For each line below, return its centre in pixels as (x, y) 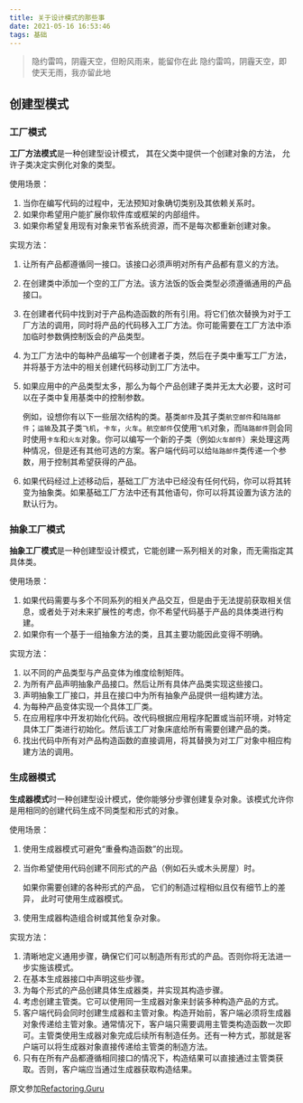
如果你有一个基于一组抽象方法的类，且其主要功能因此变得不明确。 (145, 635)
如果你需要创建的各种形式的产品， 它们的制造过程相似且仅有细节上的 (150, 887)
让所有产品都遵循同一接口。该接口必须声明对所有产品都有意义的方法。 (153, 264)
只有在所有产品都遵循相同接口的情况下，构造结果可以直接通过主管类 (149, 1058)
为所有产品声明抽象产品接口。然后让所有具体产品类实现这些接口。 (145, 684)
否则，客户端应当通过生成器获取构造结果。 (117, 1069)
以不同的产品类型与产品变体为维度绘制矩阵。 (106, 673)
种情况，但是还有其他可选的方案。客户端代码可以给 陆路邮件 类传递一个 (151, 451)
